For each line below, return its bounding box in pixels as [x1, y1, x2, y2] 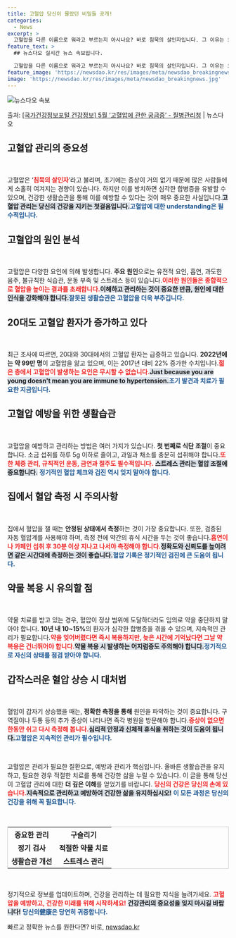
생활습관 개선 [11, 857, 53, 867]
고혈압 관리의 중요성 [7, 142, 88, 154]
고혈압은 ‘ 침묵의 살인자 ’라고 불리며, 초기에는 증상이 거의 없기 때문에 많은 [7, 175, 204, 184]
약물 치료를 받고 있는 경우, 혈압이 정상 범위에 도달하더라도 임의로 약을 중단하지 [7, 616, 221, 624]
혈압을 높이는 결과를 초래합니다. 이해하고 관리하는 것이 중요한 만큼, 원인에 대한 [14, 285, 224, 293]
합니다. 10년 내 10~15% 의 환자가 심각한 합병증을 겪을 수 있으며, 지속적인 [20, 624, 219, 633]
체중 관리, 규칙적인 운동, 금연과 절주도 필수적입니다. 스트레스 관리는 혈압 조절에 [14, 459, 228, 467]
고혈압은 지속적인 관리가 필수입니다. [15, 734, 112, 742]
